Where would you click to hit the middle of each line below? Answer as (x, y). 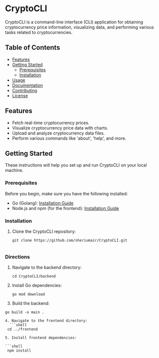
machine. (14, 170)
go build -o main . (25, 312)
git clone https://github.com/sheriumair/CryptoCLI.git (70, 240)
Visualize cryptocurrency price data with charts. (60, 128)
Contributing (24, 90)
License (20, 95)
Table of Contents (33, 47)
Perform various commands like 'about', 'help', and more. (69, 138)
